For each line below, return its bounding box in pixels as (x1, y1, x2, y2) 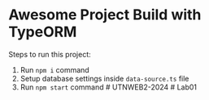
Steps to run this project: (8, 49, 91, 59)
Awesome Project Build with (8, 6, 202, 24)
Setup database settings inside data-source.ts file (20, 73, 189, 83)
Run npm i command (20, 65, 89, 74)
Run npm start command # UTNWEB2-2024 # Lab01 (20, 82, 198, 92)
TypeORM (8, 23, 77, 41)
